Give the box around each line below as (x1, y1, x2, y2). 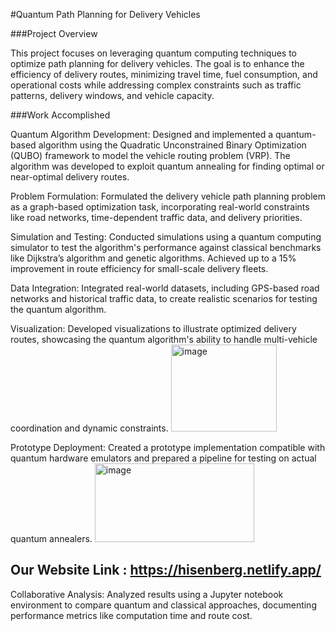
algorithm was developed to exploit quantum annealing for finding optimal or (10, 160, 325, 172)
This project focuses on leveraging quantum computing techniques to (10, 47, 298, 59)
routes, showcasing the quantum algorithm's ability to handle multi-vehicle (10, 334, 318, 345)
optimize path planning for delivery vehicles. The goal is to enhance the (10, 58, 305, 69)
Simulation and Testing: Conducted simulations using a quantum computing (10, 231, 322, 243)
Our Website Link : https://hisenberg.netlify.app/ (10, 562, 322, 579)
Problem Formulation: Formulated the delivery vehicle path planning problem (10, 190, 326, 202)
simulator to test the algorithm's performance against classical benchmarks (10, 242, 322, 253)
